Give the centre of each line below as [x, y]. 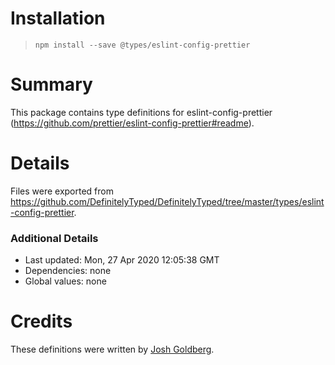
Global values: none [65, 281]
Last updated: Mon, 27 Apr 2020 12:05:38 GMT [122, 260]
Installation [58, 18]
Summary [51, 84]
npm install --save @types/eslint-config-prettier [142, 45]
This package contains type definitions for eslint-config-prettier [141, 112]
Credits [41, 321]
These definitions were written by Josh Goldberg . [112, 349]
